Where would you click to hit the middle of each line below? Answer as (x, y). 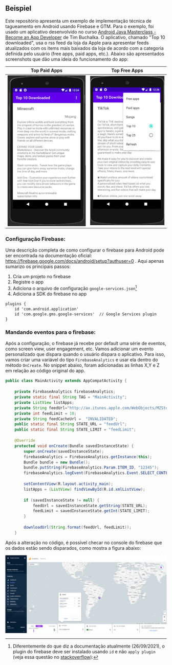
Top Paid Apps (47, 70)
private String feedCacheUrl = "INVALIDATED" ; (66, 419)
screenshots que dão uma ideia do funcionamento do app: (67, 59)
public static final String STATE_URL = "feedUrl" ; (71, 424)
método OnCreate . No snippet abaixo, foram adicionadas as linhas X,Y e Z (82, 365)
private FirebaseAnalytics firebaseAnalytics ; (65, 392)
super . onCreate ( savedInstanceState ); (64, 451)
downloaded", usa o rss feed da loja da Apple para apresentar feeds (77, 43)
